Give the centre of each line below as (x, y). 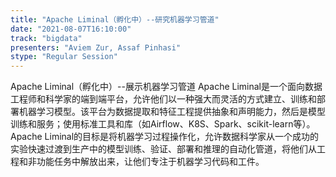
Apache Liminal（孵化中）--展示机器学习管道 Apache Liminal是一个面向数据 (166, 87)
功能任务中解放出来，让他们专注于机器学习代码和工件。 (150, 162)
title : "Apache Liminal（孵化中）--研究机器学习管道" (115, 19)
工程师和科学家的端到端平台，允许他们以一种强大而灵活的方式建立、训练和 (163, 99)
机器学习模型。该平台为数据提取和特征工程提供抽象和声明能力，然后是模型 (172, 112)
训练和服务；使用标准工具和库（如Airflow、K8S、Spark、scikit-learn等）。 (163, 124)
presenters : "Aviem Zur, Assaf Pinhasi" (96, 47)
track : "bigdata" (46, 38)
